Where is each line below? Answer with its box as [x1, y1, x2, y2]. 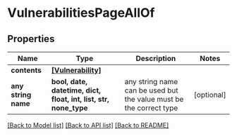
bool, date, [51, 77, 88, 86]
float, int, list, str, [51, 95, 109, 104]
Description [135, 54, 176, 63]
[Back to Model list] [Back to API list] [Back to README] [7, 121, 169, 129]
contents [11, 65, 42, 75]
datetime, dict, [51, 86, 101, 95]
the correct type [124, 103, 178, 113]
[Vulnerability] [51, 65, 102, 75]
